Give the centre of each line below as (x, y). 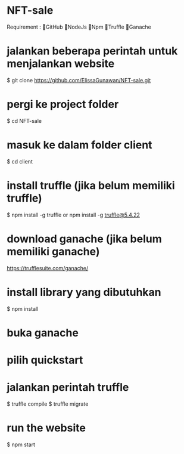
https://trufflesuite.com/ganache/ (48, 268)
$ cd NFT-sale (24, 121)
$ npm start (21, 444)
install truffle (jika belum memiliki (91, 185)
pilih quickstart (45, 360)
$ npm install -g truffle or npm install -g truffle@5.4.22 (74, 215)
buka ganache (43, 333)
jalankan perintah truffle (68, 387)
